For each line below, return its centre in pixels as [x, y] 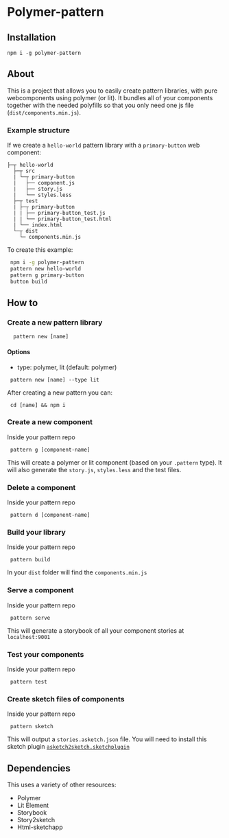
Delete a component [41, 487]
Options [19, 351]
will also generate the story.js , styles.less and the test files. [94, 469]
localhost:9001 [29, 637]
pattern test [29, 682]
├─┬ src [24, 171]
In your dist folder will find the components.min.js [77, 572]
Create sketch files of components [66, 699]
